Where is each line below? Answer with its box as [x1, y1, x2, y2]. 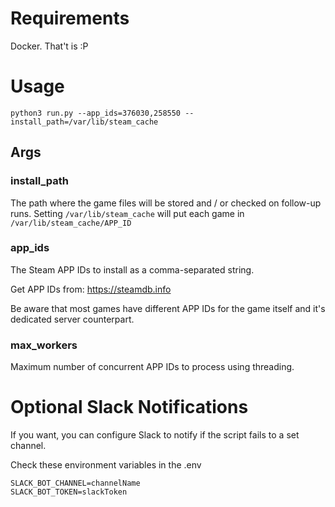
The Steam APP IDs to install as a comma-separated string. [10, 263, 255, 276]
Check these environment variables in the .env [10, 459, 202, 471]
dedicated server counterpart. [10, 313, 135, 325]
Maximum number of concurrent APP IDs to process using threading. [10, 361, 295, 373]
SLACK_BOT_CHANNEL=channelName [10, 478, 141, 489]
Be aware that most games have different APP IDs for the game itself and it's [10, 302, 326, 314]
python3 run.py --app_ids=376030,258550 [10, 108, 182, 118]
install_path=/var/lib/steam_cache [10, 117, 159, 127]
